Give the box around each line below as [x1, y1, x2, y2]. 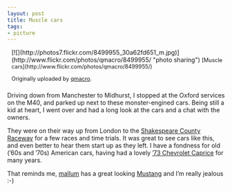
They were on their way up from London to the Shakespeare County [7, 127, 201, 135]
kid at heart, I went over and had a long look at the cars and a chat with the [7, 106, 220, 114]
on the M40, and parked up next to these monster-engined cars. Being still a [7, 98, 224, 107]
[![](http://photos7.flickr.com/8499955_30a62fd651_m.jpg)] [11, 48, 180, 57]
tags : [7, 23, 23, 30]
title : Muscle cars [7, 17, 64, 24]
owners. [7, 113, 30, 122]
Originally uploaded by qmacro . [11, 75, 92, 82]
